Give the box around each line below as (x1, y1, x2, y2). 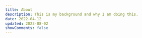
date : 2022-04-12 (5, 16, 42, 21)
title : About (5, 7, 33, 12)
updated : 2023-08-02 (5, 21, 49, 26)
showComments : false (5, 26, 49, 31)
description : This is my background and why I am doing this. (5, 12, 138, 17)
